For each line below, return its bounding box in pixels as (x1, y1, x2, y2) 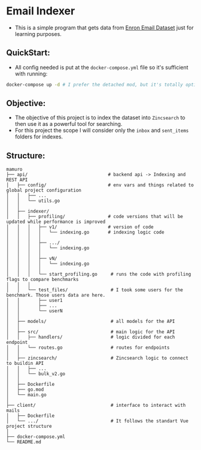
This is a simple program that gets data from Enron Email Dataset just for (14, 24, 194, 31)
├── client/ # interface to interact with (6, 403, 186, 409)
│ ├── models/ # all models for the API (6, 319, 175, 325)
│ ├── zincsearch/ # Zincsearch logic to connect (6, 355, 188, 361)
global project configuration (6, 188, 82, 194)
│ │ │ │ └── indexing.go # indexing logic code (6, 229, 165, 235)
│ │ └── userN (6, 308, 63, 314)
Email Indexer (6, 4, 75, 18)
